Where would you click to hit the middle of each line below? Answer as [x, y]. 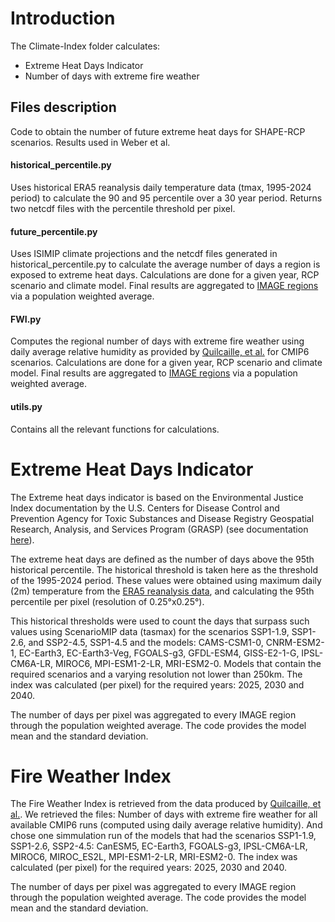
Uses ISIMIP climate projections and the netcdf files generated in [144, 254]
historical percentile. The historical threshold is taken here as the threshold [164, 569]
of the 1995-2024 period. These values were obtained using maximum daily [166, 580]
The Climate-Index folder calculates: [85, 46]
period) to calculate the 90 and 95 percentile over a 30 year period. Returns [166, 198]
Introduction [63, 18]
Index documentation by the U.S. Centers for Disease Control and [145, 508]
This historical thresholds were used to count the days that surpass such [160, 621]
